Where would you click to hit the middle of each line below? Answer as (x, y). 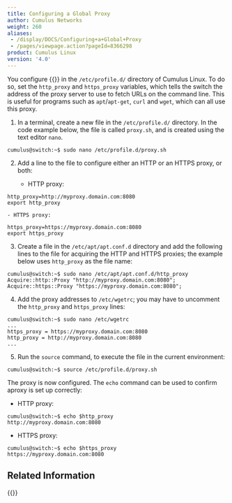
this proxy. (22, 108)
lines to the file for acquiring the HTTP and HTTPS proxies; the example (120, 254)
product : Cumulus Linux (42, 53)
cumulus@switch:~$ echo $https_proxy (62, 448)
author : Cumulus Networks (45, 20)
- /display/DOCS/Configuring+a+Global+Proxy (76, 40)
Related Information (51, 476)
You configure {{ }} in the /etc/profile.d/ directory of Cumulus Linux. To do (116, 79)
